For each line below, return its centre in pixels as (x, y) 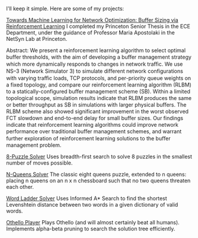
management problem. (34, 145)
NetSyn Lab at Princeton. (37, 39)
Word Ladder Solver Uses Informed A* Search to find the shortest (87, 198)
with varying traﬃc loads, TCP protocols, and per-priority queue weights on (99, 78)
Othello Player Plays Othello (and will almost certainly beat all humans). (93, 222)
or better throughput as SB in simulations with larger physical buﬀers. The (96, 105)
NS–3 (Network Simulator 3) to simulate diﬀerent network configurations (95, 71)
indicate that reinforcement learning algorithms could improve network (92, 125)
